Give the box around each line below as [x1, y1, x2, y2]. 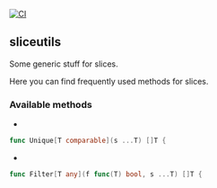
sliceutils [9, 34, 61, 49]
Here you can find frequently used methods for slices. [9, 76, 209, 86]
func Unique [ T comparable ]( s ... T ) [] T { [9, 136, 167, 146]
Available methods [9, 98, 92, 111]
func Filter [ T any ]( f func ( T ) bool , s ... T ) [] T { [9, 169, 203, 179]
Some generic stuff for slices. [9, 58, 118, 69]
